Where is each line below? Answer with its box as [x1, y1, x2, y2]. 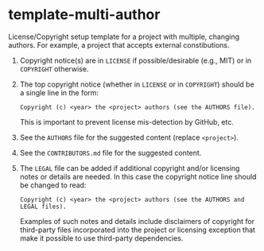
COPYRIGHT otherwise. [19, 64, 89, 73]
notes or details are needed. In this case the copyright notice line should [19, 172, 257, 181]
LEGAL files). [19, 203, 67, 210]
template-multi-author [8, 6, 161, 24]
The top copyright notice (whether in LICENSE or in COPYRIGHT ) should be [19, 79, 254, 89]
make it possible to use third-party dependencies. [19, 233, 184, 243]
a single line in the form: [19, 87, 99, 97]
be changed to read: [19, 180, 87, 190]
